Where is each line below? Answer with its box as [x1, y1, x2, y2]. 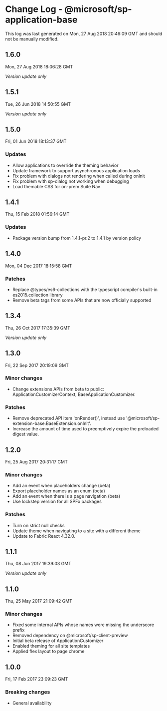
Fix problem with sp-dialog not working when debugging [12, 178, 129, 184]
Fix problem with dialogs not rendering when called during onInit [12, 173, 146, 179]
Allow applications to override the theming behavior [12, 162, 119, 168]
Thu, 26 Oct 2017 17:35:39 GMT [5, 325, 71, 331]
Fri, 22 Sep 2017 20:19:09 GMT [5, 362, 69, 368]
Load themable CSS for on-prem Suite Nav [12, 183, 101, 189]
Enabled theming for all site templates [12, 643, 90, 649]
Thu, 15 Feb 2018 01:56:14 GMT [5, 211, 70, 217]
